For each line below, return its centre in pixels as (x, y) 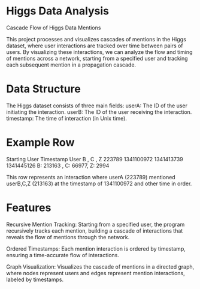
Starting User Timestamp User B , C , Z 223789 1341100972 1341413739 (95, 159)
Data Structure (43, 89)
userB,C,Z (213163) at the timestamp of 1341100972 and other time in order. (99, 183)
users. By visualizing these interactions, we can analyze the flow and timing (99, 52)
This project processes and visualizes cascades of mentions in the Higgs (96, 39)
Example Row (40, 143)
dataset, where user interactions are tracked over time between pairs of (95, 46)
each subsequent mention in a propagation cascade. (71, 65)
